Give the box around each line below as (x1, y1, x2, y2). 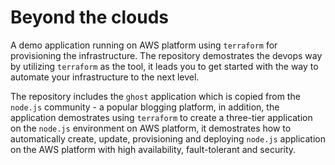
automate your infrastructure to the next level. (10, 71, 200, 83)
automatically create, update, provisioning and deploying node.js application (10, 132, 326, 145)
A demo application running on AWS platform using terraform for (10, 39, 278, 51)
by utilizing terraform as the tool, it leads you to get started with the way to (10, 60, 319, 72)
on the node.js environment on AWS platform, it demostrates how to (10, 122, 292, 134)
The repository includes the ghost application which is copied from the (10, 90, 301, 102)
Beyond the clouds (10, 6, 169, 29)
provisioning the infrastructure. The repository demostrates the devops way (10, 49, 323, 61)
